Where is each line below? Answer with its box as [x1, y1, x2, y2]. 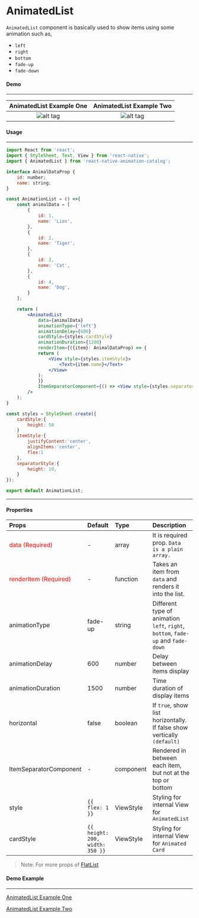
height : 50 [27, 422, 54, 428]
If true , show [152, 701, 188, 710]
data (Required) [9, 541, 53, 549]
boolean [114, 719, 138, 727]
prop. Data [152, 539, 181, 547]
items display [152, 667, 190, 675]
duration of [152, 684, 184, 692]
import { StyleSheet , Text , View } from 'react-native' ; [6, 153, 150, 159]
